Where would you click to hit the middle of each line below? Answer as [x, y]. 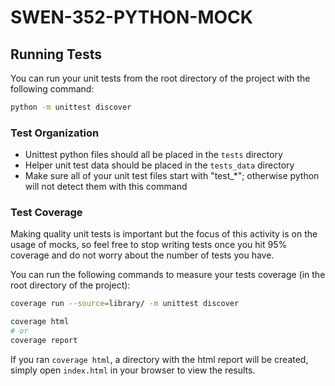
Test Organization [55, 133]
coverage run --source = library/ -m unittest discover [125, 304]
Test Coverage [46, 213]
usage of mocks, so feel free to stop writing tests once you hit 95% [149, 245]
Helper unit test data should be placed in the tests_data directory [159, 165]
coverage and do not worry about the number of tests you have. [142, 255]
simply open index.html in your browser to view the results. [133, 370]
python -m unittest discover [71, 107]
